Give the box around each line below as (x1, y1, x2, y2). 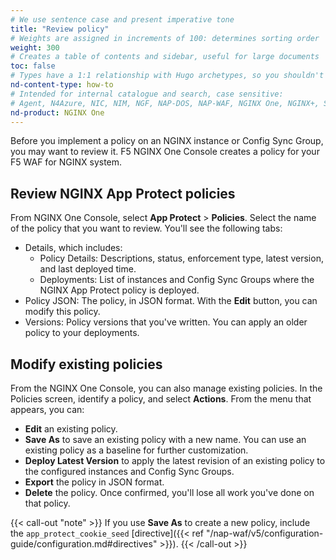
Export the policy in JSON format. (24, 476, 165, 488)
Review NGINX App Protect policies (10, 185, 236, 202)
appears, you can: (10, 404, 85, 415)
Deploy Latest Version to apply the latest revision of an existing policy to (24, 455, 326, 466)
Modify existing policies (10, 356, 163, 373)
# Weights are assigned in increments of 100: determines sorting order (10, 33, 320, 43)
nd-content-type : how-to (10, 80, 114, 90)
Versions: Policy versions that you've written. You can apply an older (24, 316, 308, 328)
